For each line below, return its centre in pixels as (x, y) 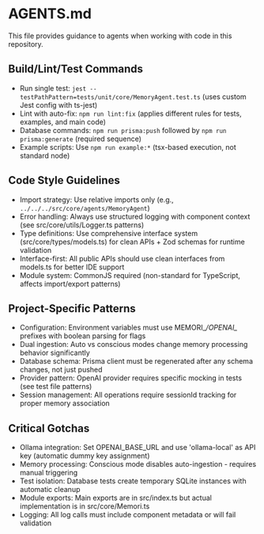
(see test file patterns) (56, 387)
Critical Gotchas (49, 428)
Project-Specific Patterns (72, 309)
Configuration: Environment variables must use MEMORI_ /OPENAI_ (128, 328)
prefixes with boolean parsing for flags (83, 336)
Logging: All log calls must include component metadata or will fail (128, 515)
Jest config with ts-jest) (58, 105)
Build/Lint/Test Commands (76, 69)
